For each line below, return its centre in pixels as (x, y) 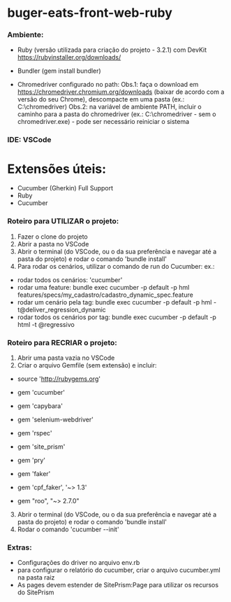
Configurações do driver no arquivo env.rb (79, 563)
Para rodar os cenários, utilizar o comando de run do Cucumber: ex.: (116, 266)
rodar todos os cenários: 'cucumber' (70, 280)
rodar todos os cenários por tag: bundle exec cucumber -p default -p (117, 317)
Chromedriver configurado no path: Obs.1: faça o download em (108, 85)
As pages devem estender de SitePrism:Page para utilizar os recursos (118, 585)
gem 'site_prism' (41, 447)
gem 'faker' (34, 473)
